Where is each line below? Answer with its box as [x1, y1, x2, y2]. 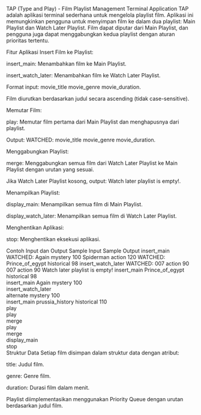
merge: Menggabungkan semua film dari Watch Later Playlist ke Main [6, 160, 178, 167]
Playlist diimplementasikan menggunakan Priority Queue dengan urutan [6, 396, 184, 402]
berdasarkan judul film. [6, 402, 63, 409]
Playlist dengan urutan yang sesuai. [6, 166, 94, 173]
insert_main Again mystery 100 [6, 279, 83, 286]
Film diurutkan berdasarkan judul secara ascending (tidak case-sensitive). [6, 95, 190, 102]
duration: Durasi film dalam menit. [6, 384, 90, 391]
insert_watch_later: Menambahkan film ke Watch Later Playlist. [6, 72, 161, 79]
